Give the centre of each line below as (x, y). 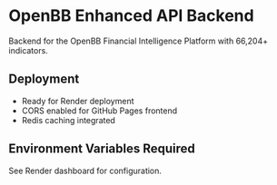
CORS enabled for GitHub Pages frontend (99, 111)
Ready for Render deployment (78, 101)
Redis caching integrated (68, 120)
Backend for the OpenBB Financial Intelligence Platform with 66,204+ (138, 41)
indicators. (29, 50)
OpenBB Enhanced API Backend (132, 16)
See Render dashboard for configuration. (85, 170)
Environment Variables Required (102, 149)
